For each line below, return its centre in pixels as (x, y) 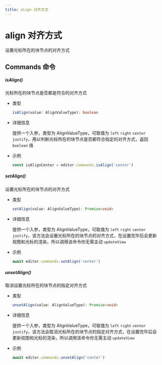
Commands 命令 (30, 67)
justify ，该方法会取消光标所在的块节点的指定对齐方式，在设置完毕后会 (84, 332)
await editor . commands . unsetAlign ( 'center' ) (58, 358)
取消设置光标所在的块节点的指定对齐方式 (46, 285)
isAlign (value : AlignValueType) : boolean (55, 112)
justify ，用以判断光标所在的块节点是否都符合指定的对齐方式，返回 (80, 139)
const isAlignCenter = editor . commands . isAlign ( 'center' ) (73, 165)
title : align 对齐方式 (27, 10)
